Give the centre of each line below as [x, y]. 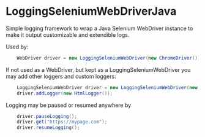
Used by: [17, 47]
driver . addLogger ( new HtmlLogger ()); [65, 93]
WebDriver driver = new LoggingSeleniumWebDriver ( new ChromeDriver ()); [110, 58]
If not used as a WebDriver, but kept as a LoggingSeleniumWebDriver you [98, 69]
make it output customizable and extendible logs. [68, 34]
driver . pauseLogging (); [47, 116]
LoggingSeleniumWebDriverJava [91, 11]
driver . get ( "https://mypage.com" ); [62, 122]
